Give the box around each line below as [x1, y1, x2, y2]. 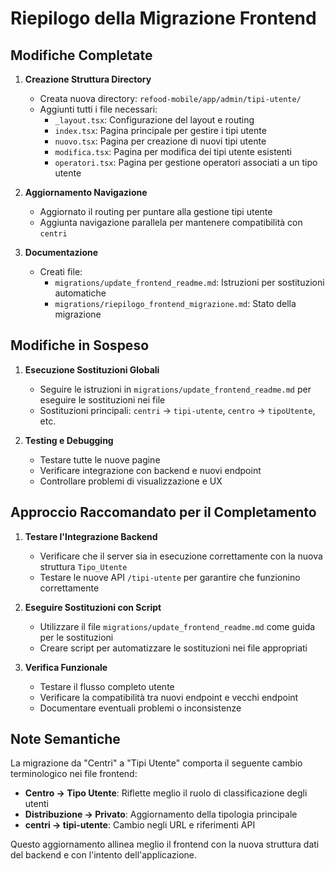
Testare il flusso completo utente [39, 680, 175, 692]
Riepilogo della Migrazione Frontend [10, 7, 317, 30]
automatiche [54, 287, 107, 299]
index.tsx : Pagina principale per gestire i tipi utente [54, 125, 267, 136]
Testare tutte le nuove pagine [39, 453, 161, 466]
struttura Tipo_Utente [39, 560, 128, 572]
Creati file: [39, 266, 83, 277]
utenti [24, 798, 49, 810]
